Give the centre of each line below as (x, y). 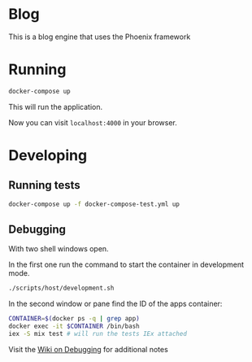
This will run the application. (56, 107)
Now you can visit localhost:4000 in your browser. (93, 122)
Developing (48, 155)
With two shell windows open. (59, 249)
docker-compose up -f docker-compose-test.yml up (94, 204)
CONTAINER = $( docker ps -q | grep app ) (74, 319)
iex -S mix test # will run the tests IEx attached (98, 334)
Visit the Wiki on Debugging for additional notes (88, 349)
